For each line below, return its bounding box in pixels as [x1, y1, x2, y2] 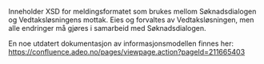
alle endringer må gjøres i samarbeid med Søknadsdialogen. [8, 24, 206, 32]
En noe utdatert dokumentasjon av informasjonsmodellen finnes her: [8, 39, 234, 48]
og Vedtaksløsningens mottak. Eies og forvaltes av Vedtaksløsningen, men [8, 15, 254, 24]
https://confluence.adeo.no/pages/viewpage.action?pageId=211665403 [8, 47, 246, 56]
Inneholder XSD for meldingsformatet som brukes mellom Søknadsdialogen [8, 7, 257, 16]
